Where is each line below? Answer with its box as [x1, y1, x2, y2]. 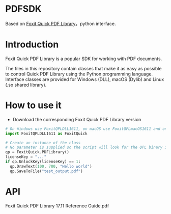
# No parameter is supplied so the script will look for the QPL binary [5, 145, 163, 150]
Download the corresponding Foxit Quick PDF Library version [12, 116, 141, 122]
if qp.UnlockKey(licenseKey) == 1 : [5, 159, 81, 165]
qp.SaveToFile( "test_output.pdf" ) [10, 169, 83, 174]
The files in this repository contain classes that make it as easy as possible [5, 65, 162, 71]
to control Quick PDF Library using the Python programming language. [5, 71, 153, 77]
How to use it [5, 100, 62, 111]
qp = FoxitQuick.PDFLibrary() [5, 150, 70, 155]
